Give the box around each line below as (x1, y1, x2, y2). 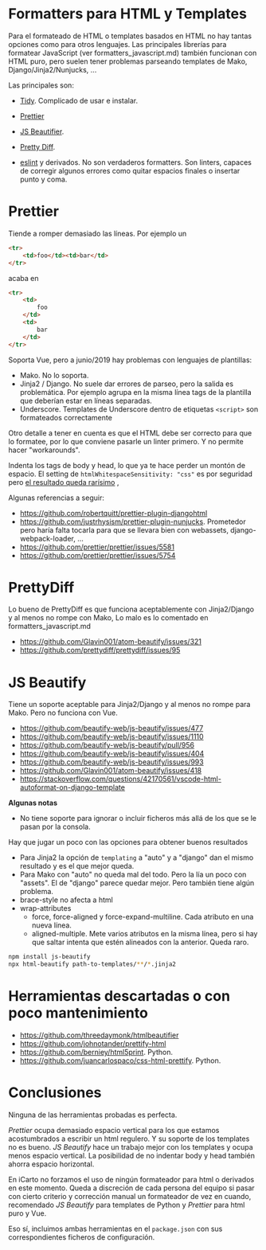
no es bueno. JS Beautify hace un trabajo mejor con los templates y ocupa (8, 1143, 253, 1151)
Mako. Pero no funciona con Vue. (8, 708, 118, 717)
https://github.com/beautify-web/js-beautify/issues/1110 (19, 732, 205, 741)
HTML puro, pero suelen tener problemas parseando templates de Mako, (8, 57, 248, 66)
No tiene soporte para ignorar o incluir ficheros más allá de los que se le (19, 814, 257, 823)
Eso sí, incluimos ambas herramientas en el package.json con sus (8, 1224, 223, 1233)
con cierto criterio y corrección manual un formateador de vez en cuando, (8, 1192, 252, 1201)
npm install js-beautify (8, 953, 91, 961)
